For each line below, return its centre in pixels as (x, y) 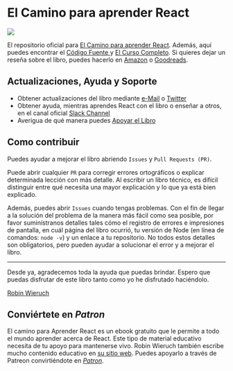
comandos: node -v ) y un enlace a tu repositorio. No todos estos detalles (111, 237)
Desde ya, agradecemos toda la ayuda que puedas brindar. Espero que (109, 272)
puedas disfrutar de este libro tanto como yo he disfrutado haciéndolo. (108, 279)
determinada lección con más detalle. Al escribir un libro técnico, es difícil (113, 180)
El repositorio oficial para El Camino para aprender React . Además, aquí (109, 45)
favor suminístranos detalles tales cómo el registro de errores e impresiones (116, 223)
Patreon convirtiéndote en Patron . (55, 361)
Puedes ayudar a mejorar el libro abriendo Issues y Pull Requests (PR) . (110, 159)
